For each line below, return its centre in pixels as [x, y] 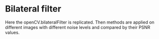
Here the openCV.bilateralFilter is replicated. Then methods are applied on [80, 22]
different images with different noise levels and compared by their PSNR [78, 27]
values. [12, 32]
